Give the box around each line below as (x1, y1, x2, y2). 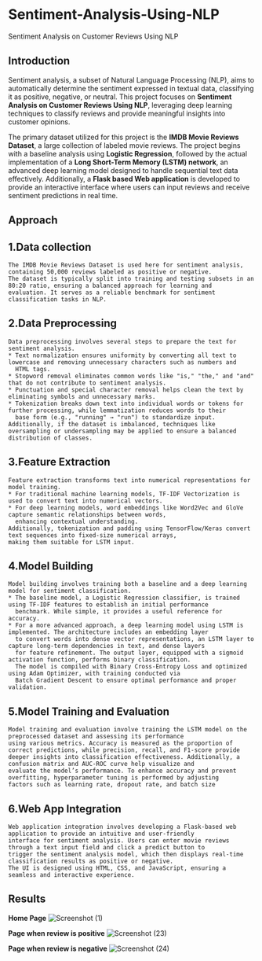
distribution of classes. (8, 434, 93, 442)
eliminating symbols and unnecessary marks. (8, 392, 156, 400)
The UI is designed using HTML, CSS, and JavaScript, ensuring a (8, 864, 226, 872)
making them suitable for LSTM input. (8, 538, 135, 546)
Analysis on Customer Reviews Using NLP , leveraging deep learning (8, 100, 233, 109)
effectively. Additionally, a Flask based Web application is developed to (8, 174, 241, 183)
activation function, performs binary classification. (8, 656, 191, 664)
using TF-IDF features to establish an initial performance (8, 601, 209, 609)
